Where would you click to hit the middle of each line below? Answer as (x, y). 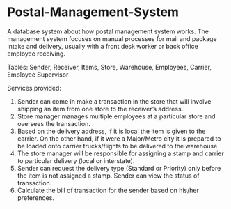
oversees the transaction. (54, 123)
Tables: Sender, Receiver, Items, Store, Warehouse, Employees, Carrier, (110, 67)
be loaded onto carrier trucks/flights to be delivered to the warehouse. (118, 146)
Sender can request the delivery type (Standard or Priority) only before (119, 168)
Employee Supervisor (38, 75)
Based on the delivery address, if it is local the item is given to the (111, 131)
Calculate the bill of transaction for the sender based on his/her (108, 190)
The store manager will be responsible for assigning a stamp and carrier (120, 153)
